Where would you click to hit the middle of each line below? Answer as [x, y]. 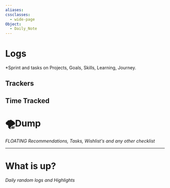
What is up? [31, 166]
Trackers [20, 84]
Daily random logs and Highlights [40, 180]
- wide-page [23, 19]
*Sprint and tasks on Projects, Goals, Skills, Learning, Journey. [71, 68]
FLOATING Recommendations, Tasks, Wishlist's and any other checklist [80, 141]
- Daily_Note [24, 29]
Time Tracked [27, 101]
